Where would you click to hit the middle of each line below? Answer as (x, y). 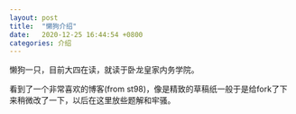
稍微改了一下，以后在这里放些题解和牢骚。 (96, 100)
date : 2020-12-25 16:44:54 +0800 (76, 34)
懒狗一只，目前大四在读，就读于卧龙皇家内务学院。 (104, 70)
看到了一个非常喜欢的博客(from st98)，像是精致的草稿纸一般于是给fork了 (144, 89)
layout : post (34, 18)
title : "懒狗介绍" (43, 26)
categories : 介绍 (41, 43)
